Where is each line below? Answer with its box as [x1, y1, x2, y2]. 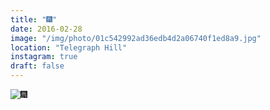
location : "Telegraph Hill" [10, 42, 128, 53]
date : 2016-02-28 [10, 24, 83, 34]
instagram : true [10, 52, 78, 62]
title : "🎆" [10, 14, 57, 25]
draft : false [10, 61, 65, 71]
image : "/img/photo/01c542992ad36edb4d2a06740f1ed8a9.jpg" [10, 33, 262, 43]
